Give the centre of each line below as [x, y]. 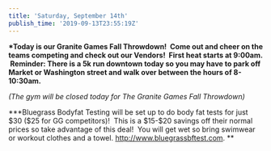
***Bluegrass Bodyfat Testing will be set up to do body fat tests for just [128, 112]
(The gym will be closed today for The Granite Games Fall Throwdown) [127, 96]
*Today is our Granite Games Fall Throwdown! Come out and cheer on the [136, 46]
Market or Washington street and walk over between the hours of [120, 72]
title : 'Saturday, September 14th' [68, 16]
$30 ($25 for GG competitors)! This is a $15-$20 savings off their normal [131, 120]
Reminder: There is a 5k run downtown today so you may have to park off [135, 63]
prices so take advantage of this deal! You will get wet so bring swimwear [132, 129]
